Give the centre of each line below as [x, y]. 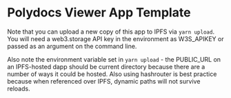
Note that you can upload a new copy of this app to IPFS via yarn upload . [111, 32]
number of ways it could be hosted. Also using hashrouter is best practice [112, 74]
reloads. [19, 88]
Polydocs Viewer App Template [99, 13]
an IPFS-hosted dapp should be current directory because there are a [106, 66]
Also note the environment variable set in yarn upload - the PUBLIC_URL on [114, 59]
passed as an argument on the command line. [72, 46]
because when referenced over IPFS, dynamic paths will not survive [104, 81]
